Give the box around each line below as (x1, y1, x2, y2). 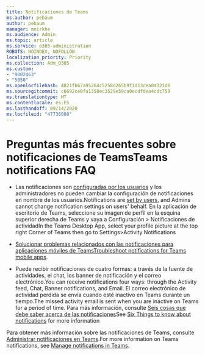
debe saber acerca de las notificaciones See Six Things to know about (15, 310, 191, 318)
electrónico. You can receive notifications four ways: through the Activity (15, 278, 197, 285)
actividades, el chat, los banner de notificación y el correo (15, 272, 162, 279)
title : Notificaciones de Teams (6, 9, 88, 15)
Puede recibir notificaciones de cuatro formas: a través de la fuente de (15, 265, 193, 273)
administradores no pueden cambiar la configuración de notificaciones (15, 190, 193, 197)
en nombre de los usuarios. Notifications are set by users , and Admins (15, 196, 191, 204)
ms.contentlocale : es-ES (6, 99, 70, 106)
